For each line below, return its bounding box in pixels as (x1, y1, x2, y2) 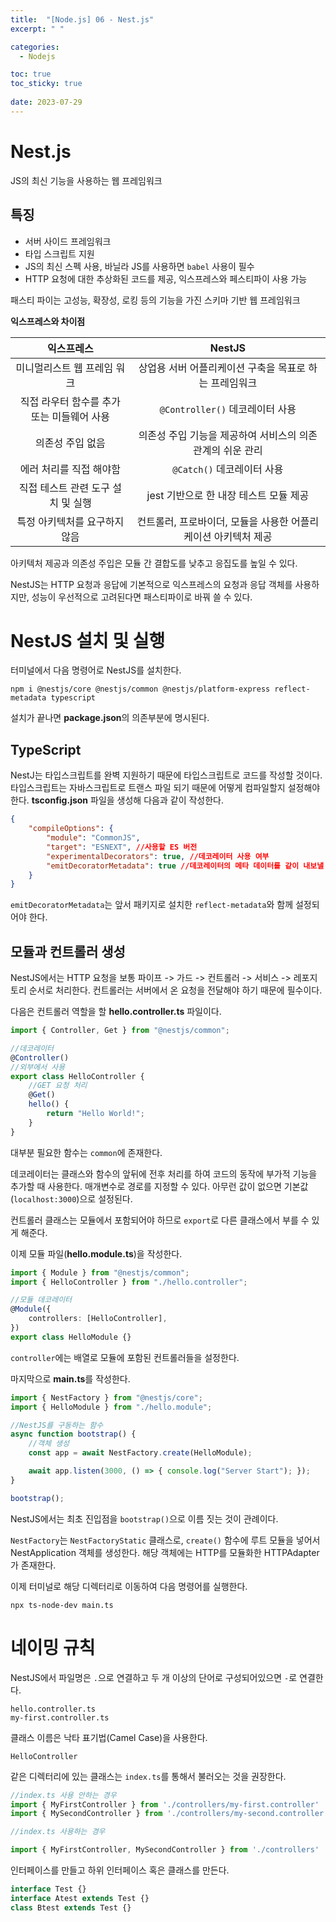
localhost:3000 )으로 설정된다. (13, 1192, 133, 1205)
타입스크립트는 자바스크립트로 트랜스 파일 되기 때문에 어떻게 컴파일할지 (10, 782, 286, 794)
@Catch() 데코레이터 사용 (172, 462, 284, 476)
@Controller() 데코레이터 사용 (159, 402, 297, 416)
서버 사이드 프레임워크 (24, 235, 112, 247)
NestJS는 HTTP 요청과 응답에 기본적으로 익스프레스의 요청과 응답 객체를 (10, 578, 293, 590)
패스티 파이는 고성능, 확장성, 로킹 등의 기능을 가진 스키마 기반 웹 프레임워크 (10, 294, 301, 306)
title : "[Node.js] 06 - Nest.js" (10, 14, 155, 25)
